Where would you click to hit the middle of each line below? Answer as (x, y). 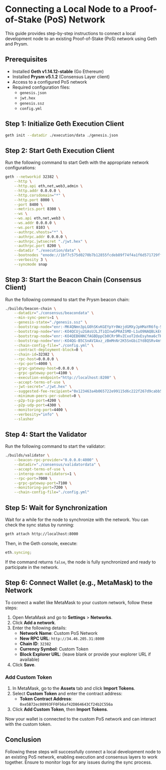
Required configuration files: (41, 87)
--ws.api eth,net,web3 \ (40, 218)
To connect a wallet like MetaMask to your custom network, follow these (79, 602)
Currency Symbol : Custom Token (54, 649)
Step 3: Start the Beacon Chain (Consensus (73, 280)
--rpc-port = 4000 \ (33, 364)
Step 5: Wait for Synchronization (56, 508)
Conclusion (23, 740)
